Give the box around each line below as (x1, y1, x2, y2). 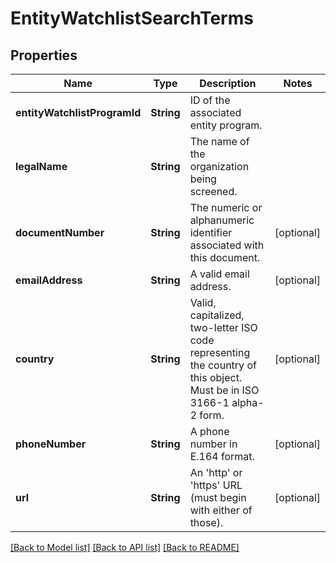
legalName (15, 160, 68, 173)
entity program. (189, 118, 263, 132)
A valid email (189, 267, 250, 281)
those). (189, 516, 224, 529)
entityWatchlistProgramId (15, 106, 142, 119)
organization (189, 160, 250, 173)
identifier (189, 226, 233, 239)
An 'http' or (189, 466, 243, 479)
